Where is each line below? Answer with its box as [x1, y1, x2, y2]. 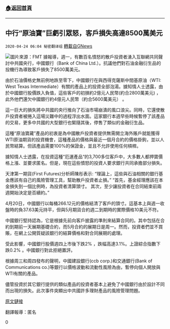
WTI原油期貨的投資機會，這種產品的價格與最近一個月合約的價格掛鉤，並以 [5, 136, 160, 143]
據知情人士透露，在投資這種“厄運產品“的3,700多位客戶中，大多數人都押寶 [5, 154, 158, 160]
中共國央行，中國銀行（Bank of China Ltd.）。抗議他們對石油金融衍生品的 [9, 60, 161, 66]
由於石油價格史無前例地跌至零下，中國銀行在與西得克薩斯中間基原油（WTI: [5, 77, 161, 83]
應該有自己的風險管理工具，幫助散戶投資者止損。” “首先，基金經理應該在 [9, 177, 159, 183]
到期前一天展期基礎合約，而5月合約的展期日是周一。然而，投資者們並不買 [9, 224, 163, 230]
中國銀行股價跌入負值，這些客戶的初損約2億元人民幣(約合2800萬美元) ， [9, 90, 161, 96]
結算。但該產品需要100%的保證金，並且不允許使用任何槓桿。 [14, 143, 142, 149]
